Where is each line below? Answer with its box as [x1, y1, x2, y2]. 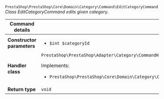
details [14, 27, 30, 33]
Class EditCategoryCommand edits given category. [5, 9, 109, 15]
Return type [7, 86, 36, 93]
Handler [7, 62, 27, 69]
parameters [7, 43, 35, 49]
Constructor [7, 37, 37, 43]
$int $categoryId [49, 40, 90, 46]
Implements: [41, 62, 70, 69]
